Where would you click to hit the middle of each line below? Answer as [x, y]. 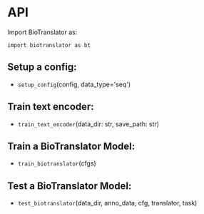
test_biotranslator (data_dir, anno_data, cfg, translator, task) [107, 203]
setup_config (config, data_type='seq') [74, 84]
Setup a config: [42, 67]
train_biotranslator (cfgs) [57, 163]
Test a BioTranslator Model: [70, 186]
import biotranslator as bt [49, 45]
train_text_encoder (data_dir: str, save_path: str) [88, 124]
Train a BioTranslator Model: [71, 146]
